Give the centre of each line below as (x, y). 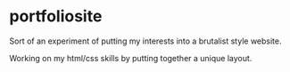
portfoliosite (56, 16)
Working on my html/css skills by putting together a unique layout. (131, 58)
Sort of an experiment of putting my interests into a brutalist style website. (145, 41)
